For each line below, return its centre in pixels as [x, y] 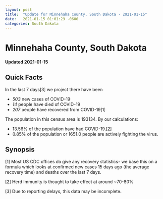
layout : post [19, 10]
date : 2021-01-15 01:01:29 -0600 [42, 19]
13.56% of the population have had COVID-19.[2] [62, 129]
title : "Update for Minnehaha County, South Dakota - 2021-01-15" [76, 14]
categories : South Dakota [32, 24]
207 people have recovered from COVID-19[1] [59, 109]
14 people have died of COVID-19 [46, 104]
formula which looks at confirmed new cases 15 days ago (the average [77, 167]
